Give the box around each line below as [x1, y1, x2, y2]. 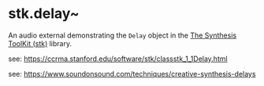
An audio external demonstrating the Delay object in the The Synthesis [8, 30, 237, 40]
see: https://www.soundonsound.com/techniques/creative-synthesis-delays [8, 69, 256, 78]
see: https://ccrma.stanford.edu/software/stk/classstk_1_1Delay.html [8, 54, 228, 63]
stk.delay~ [8, 5, 80, 23]
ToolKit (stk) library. [8, 38, 73, 48]
